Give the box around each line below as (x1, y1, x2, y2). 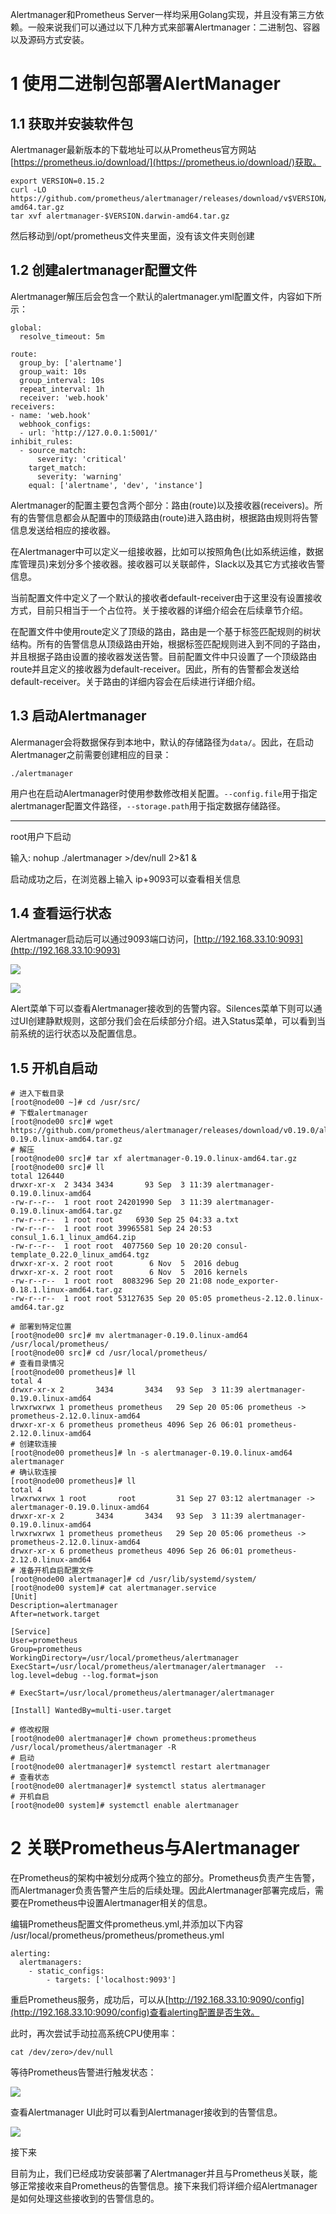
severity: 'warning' (36, 471, 123, 482)
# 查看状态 (10, 1773, 50, 1783)
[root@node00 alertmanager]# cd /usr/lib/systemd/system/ (10, 1574, 257, 1585)
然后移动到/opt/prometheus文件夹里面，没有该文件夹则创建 (10, 230, 255, 242)
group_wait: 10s (19, 366, 87, 377)
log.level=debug (10, 1671, 78, 1681)
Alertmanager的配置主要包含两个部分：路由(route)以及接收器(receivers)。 (10, 499, 315, 511)
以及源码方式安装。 (10, 34, 90, 45)
